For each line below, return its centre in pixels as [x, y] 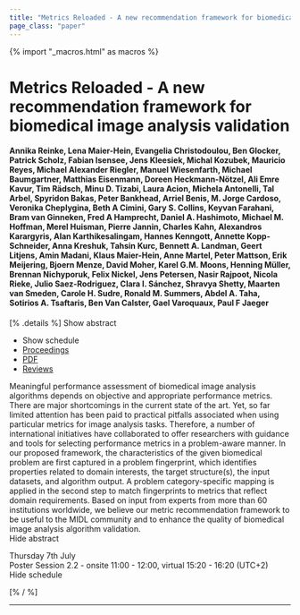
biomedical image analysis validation [150, 125]
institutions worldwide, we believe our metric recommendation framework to [150, 509]
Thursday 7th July [42, 555]
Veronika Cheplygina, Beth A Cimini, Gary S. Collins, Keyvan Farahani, [142, 208]
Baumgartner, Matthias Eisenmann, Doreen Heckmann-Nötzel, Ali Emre [144, 179]
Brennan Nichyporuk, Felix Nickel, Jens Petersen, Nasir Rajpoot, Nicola [144, 275]
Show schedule [50, 340]
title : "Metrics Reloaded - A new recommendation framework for [131, 17]
